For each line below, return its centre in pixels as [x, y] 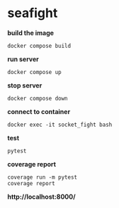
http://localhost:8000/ [41, 197]
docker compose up [34, 72]
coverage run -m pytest [42, 177]
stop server [25, 85]
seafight [33, 13]
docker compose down [38, 98]
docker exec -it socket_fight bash [60, 125]
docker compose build [39, 46]
